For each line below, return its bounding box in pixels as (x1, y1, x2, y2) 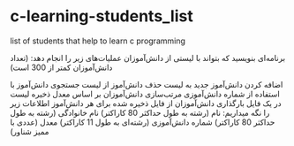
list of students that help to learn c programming (10, 35, 186, 46)
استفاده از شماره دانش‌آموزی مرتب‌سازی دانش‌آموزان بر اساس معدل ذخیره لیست (10, 88, 281, 99)
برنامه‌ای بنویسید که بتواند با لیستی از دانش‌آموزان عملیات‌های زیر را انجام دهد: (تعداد (10, 52, 286, 63)
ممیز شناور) (10, 126, 49, 136)
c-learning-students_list (10, 6, 193, 27)
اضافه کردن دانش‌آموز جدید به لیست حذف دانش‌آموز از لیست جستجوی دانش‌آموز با (10, 79, 283, 89)
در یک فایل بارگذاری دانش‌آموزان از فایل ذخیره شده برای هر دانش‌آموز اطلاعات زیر (10, 97, 282, 108)
